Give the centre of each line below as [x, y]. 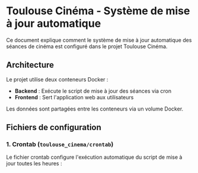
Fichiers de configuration [54, 128]
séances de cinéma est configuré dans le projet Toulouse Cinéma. [87, 46]
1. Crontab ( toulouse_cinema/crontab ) [60, 144]
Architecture [30, 65]
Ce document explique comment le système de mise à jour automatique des [99, 40]
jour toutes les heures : [34, 163]
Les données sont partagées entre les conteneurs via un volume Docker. [95, 109]
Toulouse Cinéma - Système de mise [98, 11]
